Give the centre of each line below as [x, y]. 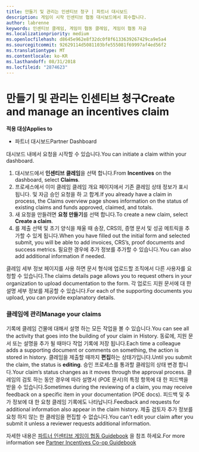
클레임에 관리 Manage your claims [54, 314]
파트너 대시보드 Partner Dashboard [56, 141]
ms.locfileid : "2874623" [37, 67]
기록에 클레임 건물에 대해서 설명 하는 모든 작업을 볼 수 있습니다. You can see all [98, 328]
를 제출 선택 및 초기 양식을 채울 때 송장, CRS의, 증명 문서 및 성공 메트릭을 [99, 228]
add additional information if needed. [60, 256]
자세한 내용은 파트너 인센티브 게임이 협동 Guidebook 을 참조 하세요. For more [96, 435]
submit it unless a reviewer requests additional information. [79, 423]
